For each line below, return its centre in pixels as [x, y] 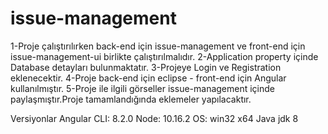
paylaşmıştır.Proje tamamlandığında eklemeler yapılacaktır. [131, 99]
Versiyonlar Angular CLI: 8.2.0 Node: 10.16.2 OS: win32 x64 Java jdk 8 [154, 118]
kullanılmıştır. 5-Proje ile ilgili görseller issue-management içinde [143, 88]
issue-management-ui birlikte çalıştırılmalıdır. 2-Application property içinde [164, 56]
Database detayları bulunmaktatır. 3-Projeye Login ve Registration [146, 67]
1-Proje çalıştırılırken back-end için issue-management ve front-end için [158, 46]
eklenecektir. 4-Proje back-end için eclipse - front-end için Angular [148, 78]
